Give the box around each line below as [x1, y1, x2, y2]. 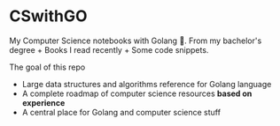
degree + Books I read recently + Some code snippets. [9, 44, 209, 55]
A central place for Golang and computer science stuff [21, 107, 222, 117]
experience [21, 97, 66, 107]
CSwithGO [9, 6, 88, 26]
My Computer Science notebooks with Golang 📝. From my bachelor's [9, 35, 262, 46]
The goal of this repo [9, 62, 86, 72]
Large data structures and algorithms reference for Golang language [21, 78, 272, 89]
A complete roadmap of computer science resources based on [21, 88, 253, 99]
